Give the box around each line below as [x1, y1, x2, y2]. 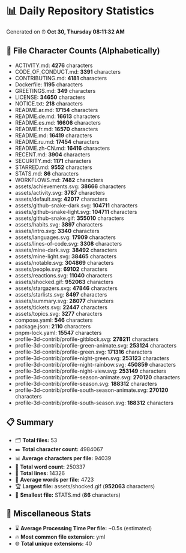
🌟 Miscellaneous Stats [6, 508, 91, 518]
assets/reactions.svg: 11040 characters [14, 271, 113, 279]
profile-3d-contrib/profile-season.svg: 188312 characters [14, 380, 157, 387]
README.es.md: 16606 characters [14, 119, 101, 126]
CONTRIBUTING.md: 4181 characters [14, 74, 107, 81]
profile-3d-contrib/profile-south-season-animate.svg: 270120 [14, 386, 169, 394]
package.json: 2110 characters [14, 322, 91, 330]
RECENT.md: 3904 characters [14, 150, 91, 158]
